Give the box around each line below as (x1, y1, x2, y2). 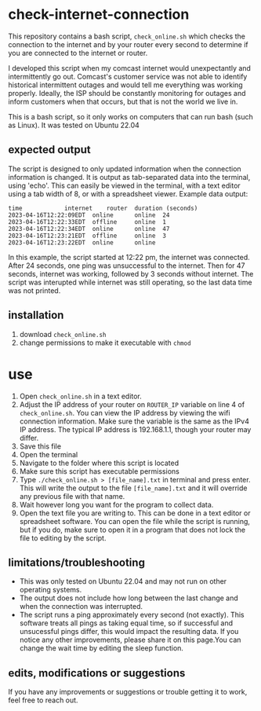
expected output (8, 143, 92, 156)
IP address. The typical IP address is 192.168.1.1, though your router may (19, 424, 252, 434)
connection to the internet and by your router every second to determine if (8, 39, 248, 49)
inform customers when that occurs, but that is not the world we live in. (8, 97, 238, 106)
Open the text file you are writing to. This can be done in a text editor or (19, 508, 251, 518)
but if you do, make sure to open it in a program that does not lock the (19, 525, 245, 534)
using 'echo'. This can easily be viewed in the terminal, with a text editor (8, 181, 241, 190)
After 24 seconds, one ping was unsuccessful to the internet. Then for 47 (8, 261, 245, 270)
